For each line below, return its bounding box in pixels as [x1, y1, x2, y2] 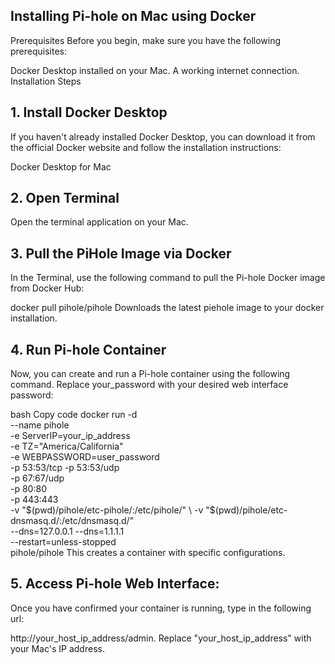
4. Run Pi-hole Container [10, 341, 167, 358]
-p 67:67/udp [10, 472, 65, 484]
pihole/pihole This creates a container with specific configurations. [10, 547, 286, 559]
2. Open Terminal [10, 190, 120, 207]
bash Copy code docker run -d [10, 409, 138, 421]
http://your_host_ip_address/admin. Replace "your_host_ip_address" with [10, 632, 312, 644]
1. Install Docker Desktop [10, 104, 168, 121]
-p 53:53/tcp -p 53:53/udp [10, 462, 120, 474]
